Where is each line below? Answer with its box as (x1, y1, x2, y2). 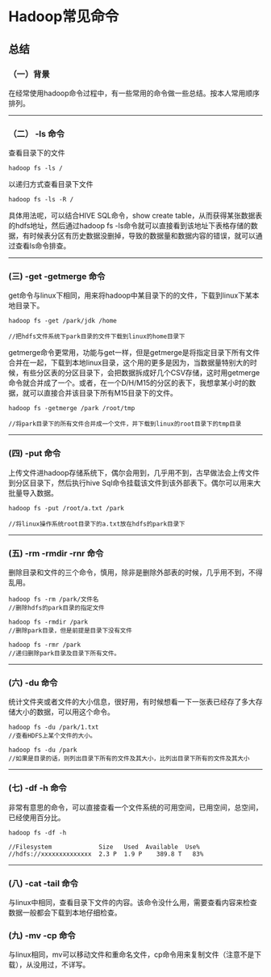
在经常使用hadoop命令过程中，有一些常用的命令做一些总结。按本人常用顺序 (8, 88, 261, 98)
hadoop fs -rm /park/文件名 (8, 595, 99, 603)
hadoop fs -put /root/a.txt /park (8, 504, 125, 512)
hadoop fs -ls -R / (8, 196, 74, 204)
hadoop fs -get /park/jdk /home (8, 317, 117, 325)
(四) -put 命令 (8, 448, 61, 459)
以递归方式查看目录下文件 (8, 180, 94, 189)
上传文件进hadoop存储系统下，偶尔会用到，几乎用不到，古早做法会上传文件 (8, 467, 261, 477)
